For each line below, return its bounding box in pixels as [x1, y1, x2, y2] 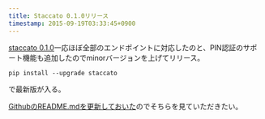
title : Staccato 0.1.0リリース [8, 11, 109, 20]
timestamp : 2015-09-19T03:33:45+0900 [8, 19, 136, 28]
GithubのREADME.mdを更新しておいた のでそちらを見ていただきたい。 [8, 101, 243, 111]
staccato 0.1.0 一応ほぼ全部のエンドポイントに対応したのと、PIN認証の [8, 42, 243, 53]
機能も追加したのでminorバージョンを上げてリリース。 [22, 53, 205, 62]
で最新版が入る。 [8, 84, 66, 94]
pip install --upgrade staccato [8, 69, 118, 77]
